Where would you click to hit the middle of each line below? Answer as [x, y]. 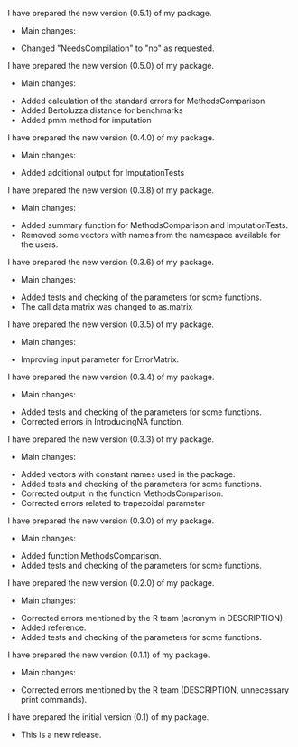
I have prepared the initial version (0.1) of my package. [108, 717]
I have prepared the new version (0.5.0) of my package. [111, 66]
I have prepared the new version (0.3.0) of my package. [111, 521]
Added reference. [53, 627]
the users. [39, 244]
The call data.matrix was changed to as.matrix [107, 306]
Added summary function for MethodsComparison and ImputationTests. [154, 225]
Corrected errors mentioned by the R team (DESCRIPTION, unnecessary [155, 690]
